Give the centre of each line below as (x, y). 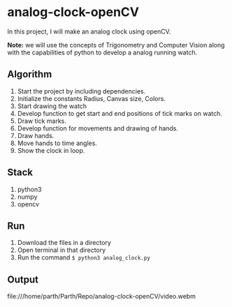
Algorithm (30, 74)
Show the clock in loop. (51, 150)
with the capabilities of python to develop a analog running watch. (102, 52)
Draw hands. (36, 135)
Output (23, 279)
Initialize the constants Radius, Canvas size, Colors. (92, 98)
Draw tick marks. (42, 121)
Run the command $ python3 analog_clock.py (84, 257)
